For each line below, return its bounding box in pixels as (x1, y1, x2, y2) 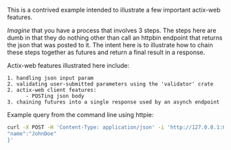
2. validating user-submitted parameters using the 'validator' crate (7, 81, 214, 88)
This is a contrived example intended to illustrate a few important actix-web (7, 6, 221, 14)
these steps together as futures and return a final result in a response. (7, 48, 206, 56)
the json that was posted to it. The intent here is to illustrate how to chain (7, 41, 213, 49)
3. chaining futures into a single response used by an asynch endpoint (7, 99, 220, 105)
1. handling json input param (7, 75, 94, 82)
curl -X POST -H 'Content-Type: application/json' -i (7, 124, 165, 131)
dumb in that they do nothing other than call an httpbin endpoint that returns (7, 34, 223, 42)
